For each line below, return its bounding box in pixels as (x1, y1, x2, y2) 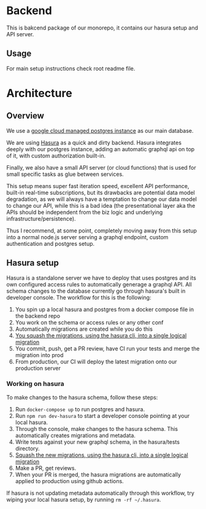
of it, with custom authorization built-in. (6, 152, 106, 159)
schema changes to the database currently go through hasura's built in (6, 287, 186, 294)
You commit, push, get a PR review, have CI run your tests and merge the (15, 345, 200, 352)
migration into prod (15, 351, 64, 358)
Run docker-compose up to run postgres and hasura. (15, 405, 145, 412)
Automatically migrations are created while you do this (15, 325, 153, 333)
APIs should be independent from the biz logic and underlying (6, 208, 163, 216)
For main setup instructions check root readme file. (6, 65, 135, 72)
